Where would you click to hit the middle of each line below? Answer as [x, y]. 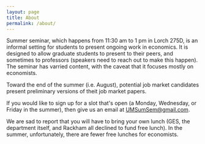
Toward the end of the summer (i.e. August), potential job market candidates [103, 85]
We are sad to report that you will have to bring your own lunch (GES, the [98, 121]
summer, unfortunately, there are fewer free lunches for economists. [92, 134]
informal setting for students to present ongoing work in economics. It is [97, 47]
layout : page [23, 12]
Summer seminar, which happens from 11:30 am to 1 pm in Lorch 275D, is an [102, 41]
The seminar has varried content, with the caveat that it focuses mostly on [100, 67]
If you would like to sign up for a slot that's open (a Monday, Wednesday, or [102, 103]
